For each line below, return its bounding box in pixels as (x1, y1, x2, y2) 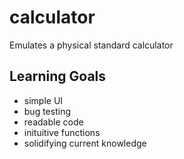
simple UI (23, 94, 64, 106)
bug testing (23, 105, 71, 117)
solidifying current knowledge (23, 137, 147, 149)
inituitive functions (23, 126, 101, 138)
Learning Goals (9, 68, 107, 85)
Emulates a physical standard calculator (9, 39, 174, 51)
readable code (23, 116, 84, 128)
